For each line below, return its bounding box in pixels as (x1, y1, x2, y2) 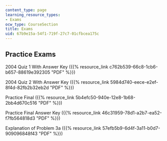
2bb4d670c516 (5, 100, 37, 106)
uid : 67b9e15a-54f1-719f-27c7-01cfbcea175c (5, 31, 100, 36)
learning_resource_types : (5, 12, 60, 17)
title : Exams (5, 27, 33, 32)
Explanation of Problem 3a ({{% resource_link (5, 125, 102, 131)
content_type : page (5, 7, 47, 13)
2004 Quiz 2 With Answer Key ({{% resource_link (5, 79, 109, 85)
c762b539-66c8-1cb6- (109, 63, 158, 69)
